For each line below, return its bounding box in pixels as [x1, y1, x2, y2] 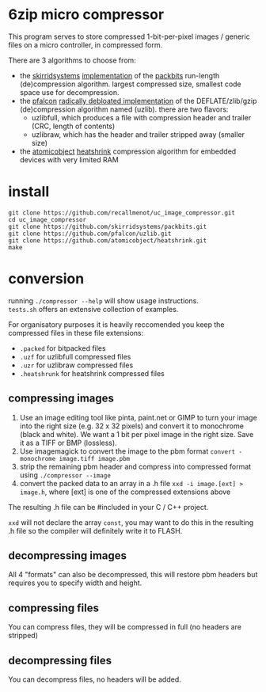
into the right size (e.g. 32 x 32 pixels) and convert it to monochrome [19, 421, 244, 431]
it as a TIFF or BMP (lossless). [19, 438, 117, 447]
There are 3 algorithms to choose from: [8, 55, 136, 65]
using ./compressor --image [19, 470, 111, 480]
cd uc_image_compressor [8, 215, 87, 223]
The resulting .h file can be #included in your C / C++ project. [8, 502, 209, 511]
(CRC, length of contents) [31, 121, 116, 131]
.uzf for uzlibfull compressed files [19, 352, 131, 361]
